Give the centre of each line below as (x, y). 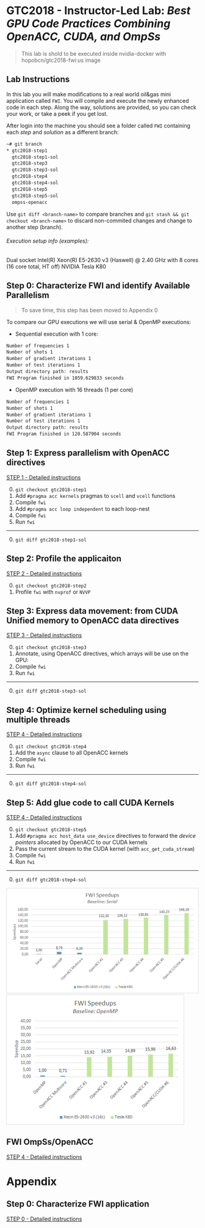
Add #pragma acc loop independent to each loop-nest (82, 508)
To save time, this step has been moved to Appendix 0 (89, 310)
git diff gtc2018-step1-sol (51, 540)
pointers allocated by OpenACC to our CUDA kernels (81, 842)
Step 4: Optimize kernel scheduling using (86, 710)
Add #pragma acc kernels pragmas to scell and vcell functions (95, 495)
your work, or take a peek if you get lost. (57, 113)
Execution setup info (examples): (48, 241)
